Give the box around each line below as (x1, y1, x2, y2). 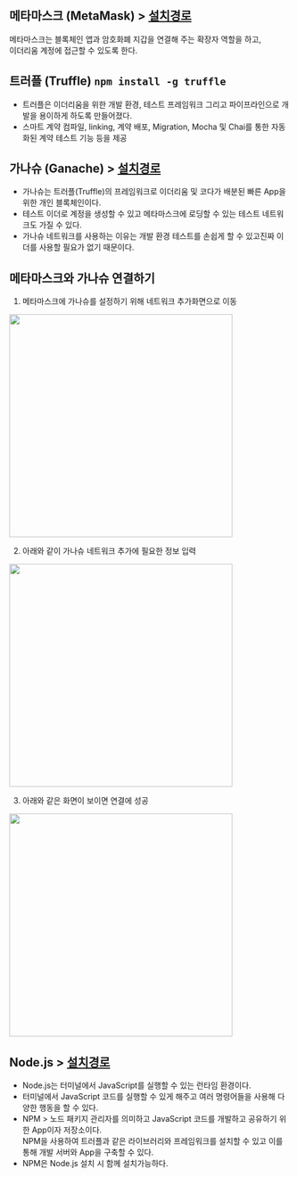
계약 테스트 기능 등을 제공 (38, 132, 128, 143)
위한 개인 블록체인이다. (21, 197, 102, 208)
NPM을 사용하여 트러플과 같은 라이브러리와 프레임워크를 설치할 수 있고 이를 (21, 1136, 284, 1147)
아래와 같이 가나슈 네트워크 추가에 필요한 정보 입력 (21, 546, 196, 556)
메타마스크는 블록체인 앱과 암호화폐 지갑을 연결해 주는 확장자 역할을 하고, (9, 34, 261, 45)
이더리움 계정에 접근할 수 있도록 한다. (9, 45, 138, 55)
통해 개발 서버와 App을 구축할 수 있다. (21, 1147, 154, 1157)
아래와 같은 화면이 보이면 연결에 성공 (21, 795, 149, 806)
